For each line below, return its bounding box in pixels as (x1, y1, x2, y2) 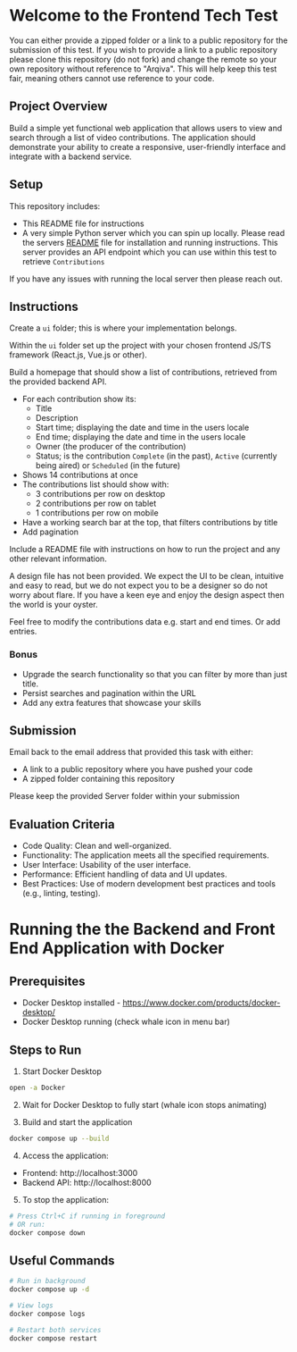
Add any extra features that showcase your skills (21, 697, 202, 708)
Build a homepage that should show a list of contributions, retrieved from (9, 367, 278, 378)
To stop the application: (21, 1194, 110, 1205)
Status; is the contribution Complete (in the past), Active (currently (35, 450, 278, 461)
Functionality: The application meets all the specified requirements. (21, 850, 269, 861)
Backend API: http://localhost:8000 (21, 1177, 152, 1188)
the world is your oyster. (9, 600, 98, 610)
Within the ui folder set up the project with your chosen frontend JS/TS (9, 340, 272, 351)
